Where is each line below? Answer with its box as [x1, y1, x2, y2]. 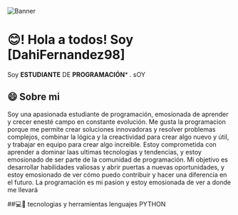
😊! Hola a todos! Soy [7, 32, 134, 48]
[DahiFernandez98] [7, 47, 125, 63]
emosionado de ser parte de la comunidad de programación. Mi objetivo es [7, 155, 228, 164]
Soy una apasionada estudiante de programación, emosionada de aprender [7, 110, 229, 118]
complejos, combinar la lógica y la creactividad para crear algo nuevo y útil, [7, 132, 229, 141]
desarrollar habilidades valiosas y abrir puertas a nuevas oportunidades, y [7, 162, 225, 171]
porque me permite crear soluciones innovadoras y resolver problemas [7, 125, 216, 133]
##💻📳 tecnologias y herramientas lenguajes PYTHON [7, 199, 166, 208]
